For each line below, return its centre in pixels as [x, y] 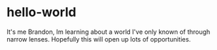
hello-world [42, 12]
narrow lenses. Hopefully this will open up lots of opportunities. [99, 39]
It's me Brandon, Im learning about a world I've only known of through [108, 32]
